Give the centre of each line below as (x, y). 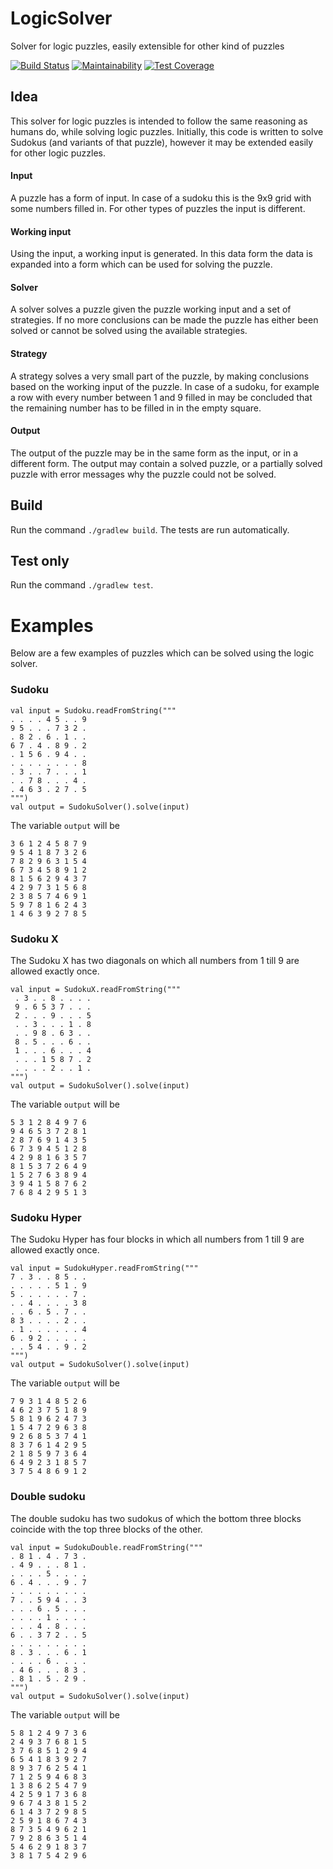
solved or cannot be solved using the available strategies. (129, 331)
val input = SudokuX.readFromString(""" (96, 989)
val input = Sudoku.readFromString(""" (93, 710)
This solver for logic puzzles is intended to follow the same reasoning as (159, 121)
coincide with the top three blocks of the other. (106, 1529)
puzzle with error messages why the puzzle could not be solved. (143, 474)
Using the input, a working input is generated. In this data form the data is (161, 254)
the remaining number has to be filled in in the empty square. (136, 408)
